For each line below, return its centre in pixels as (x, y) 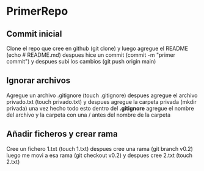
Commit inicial (34, 34)
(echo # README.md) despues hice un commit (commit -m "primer (91, 55)
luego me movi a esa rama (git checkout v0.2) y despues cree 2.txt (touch (100, 155)
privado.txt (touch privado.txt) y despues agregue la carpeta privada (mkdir (101, 101)
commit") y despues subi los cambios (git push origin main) (81, 61)
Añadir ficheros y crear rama (62, 134)
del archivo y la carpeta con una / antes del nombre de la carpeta (89, 115)
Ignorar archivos (38, 81)
